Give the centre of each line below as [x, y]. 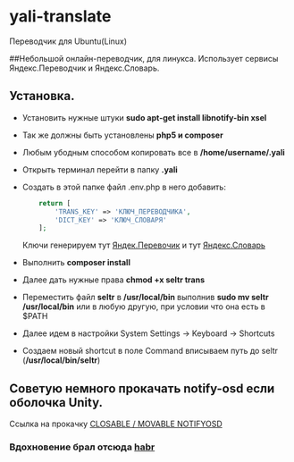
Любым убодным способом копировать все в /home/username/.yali [154, 152]
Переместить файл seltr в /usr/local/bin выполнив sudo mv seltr [146, 298]
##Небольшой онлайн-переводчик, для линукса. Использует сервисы [144, 58]
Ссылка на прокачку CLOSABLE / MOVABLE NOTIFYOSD [116, 424]
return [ [55, 203]
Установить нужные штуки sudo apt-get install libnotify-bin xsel [144, 117]
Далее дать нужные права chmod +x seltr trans [113, 280]
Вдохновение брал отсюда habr [82, 447]
